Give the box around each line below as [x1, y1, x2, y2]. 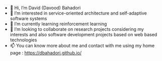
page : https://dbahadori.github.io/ [10, 50, 82, 55]
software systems [10, 16, 47, 21]
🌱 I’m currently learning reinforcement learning [10, 21, 107, 27]
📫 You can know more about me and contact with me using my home [10, 43, 155, 48]
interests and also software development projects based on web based [10, 32, 157, 37]
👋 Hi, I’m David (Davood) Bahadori [10, 5, 81, 11]
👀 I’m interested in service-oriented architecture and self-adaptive [10, 10, 147, 16]
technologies [10, 37, 37, 43]
